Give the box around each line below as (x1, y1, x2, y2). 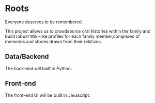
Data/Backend (5, 53, 49, 61)
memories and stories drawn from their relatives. (5, 38, 102, 44)
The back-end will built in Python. (5, 65, 72, 71)
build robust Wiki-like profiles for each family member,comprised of (5, 33, 140, 39)
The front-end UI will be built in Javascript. (5, 92, 91, 98)
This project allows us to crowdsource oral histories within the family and (5, 28, 151, 34)
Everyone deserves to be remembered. (5, 19, 83, 25)
